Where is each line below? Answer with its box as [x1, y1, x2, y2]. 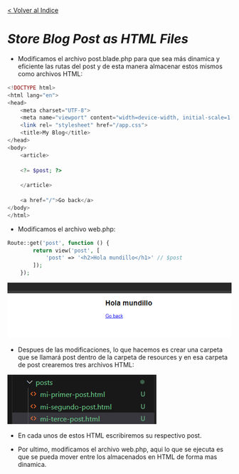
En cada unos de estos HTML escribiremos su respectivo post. [17, 431, 202, 440]
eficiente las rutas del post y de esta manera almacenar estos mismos [17, 62, 223, 70]
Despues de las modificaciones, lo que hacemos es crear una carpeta [17, 345, 223, 354]
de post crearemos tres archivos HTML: [17, 361, 134, 369]
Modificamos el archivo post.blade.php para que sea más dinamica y [17, 54, 221, 63]
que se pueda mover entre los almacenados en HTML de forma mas [17, 453, 218, 461]
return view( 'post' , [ [33, 247, 100, 254]
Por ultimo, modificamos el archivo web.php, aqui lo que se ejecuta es [17, 445, 224, 454]
